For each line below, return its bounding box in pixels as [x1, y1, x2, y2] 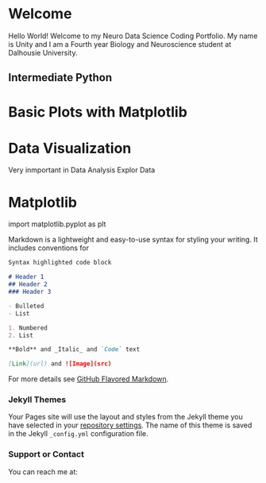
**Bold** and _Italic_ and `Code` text [8, 346, 141, 354]
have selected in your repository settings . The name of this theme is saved [8, 420, 253, 430]
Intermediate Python [8, 71, 113, 84]
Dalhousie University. [8, 48, 78, 57]
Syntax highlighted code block [8, 259, 112, 267]
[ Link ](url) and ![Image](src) [8, 360, 112, 368]
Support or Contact [8, 449, 85, 460]
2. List [8, 331, 34, 339]
